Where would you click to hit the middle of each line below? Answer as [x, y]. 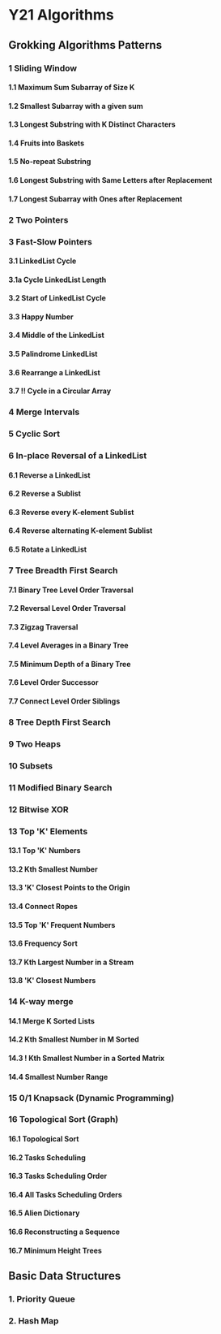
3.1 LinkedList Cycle [42, 261]
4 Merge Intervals [44, 412]
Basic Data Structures [65, 1276]
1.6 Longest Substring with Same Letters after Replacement [110, 180]
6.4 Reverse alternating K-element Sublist [81, 531]
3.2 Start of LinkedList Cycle [57, 298]
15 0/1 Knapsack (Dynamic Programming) [91, 1098]
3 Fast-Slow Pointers [51, 241]
